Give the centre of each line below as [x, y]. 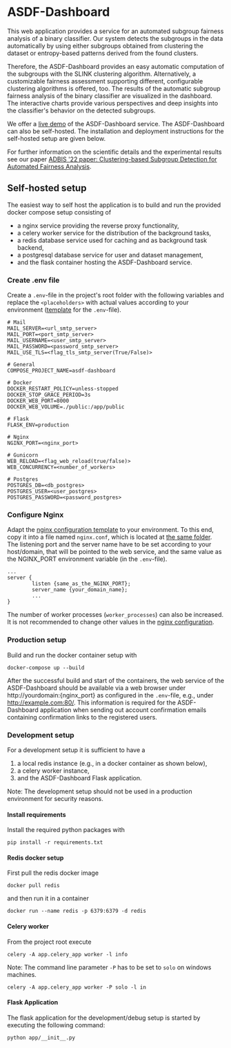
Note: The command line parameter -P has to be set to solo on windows [109, 967]
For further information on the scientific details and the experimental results [114, 152]
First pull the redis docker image [53, 873]
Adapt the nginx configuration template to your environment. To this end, [110, 530]
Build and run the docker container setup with [72, 655]
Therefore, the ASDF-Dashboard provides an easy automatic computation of [116, 66]
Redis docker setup [36, 858]
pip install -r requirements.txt [55, 842]
